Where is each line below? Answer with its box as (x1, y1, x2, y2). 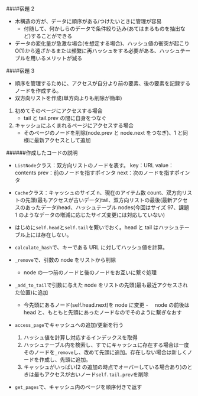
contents (14, 169, 37, 176)
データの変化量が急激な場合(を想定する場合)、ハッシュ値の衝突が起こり (14, 40, 190, 47)
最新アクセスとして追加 (34, 137, 91, 144)
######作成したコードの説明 (6, 150, 78, 156)
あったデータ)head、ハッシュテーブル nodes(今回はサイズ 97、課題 (25, 204, 189, 211)
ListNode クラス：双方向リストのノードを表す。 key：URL (14, 162, 154, 168)
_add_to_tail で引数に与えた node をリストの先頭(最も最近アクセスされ (14, 281, 188, 288)
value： (155, 162, 174, 168)
